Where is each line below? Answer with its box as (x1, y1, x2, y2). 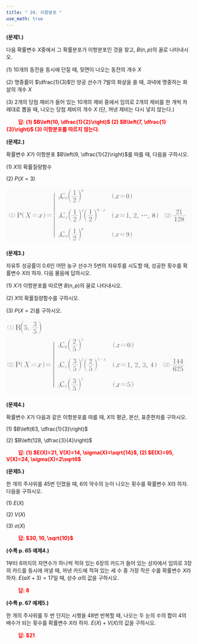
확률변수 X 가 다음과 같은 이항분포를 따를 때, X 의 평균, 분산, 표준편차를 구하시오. (6, 413, 187, 421)
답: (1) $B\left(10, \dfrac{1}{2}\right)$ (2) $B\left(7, (18, 118, 143, 125)
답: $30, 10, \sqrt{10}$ (18, 534, 74, 542)
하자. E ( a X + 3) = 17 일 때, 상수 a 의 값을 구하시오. (6, 574, 119, 581)
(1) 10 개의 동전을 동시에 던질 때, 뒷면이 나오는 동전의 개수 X (6, 65, 141, 73)
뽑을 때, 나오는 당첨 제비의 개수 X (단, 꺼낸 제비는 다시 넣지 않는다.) (21, 106, 175, 113)
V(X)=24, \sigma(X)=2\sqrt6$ (6, 456, 81, 463)
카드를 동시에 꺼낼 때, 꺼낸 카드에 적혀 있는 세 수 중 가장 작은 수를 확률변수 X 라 (12, 567, 192, 574)
